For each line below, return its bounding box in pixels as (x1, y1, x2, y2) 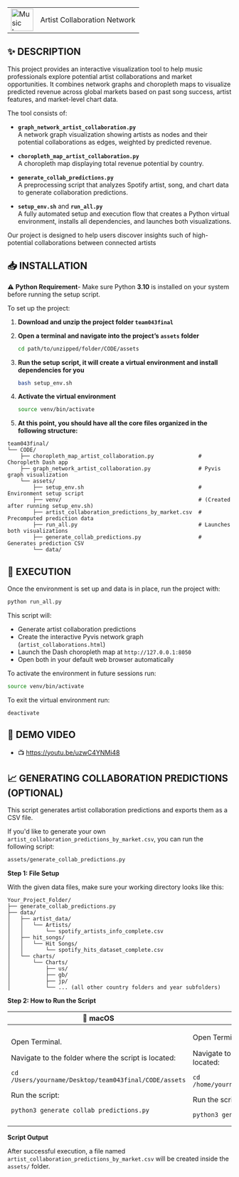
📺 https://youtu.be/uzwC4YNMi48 (17, 748, 120, 757)
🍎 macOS (82, 1013, 115, 1023)
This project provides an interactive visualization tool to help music (7, 64, 203, 73)
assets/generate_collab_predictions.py (7, 856, 126, 864)
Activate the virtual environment (17, 392, 116, 401)
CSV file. (7, 814, 33, 822)
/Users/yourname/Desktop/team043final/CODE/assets (11, 1076, 186, 1084)
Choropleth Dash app (7, 459, 69, 466)
